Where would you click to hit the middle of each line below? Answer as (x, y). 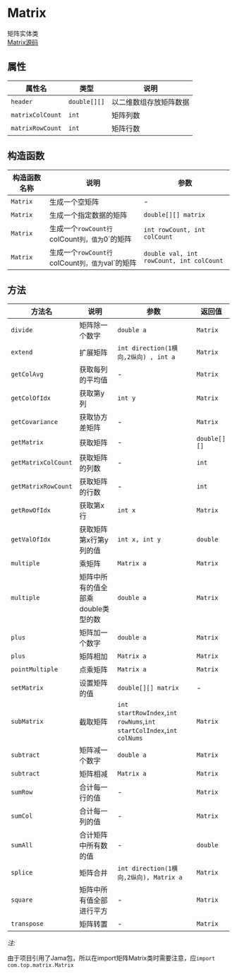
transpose (27, 924)
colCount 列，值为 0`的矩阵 (90, 239)
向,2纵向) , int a (146, 357)
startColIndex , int (147, 731)
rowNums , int (136, 722)
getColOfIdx (31, 398)
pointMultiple (35, 670)
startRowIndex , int (147, 713)
